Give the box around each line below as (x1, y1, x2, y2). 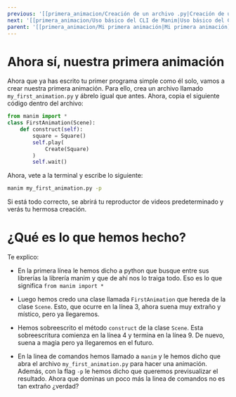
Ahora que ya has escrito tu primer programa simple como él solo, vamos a (7, 77, 225, 85)
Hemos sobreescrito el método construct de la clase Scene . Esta (17, 324, 204, 332)
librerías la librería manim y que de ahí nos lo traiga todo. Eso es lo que (17, 274, 223, 282)
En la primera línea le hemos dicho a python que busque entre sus (17, 266, 209, 275)
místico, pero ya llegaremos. (17, 310, 100, 318)
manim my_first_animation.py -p (7, 185, 102, 192)
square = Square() (32, 132, 86, 139)
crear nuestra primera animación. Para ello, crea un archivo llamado (7, 84, 204, 93)
